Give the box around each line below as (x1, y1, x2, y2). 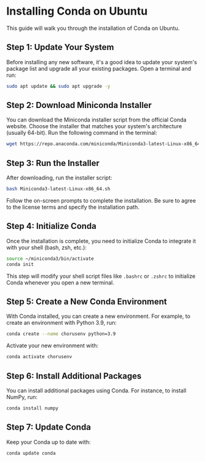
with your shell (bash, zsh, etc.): (6, 244, 87, 251)
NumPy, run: (6, 393, 38, 400)
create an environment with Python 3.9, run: (6, 319, 117, 327)
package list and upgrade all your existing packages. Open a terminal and (6, 65, 192, 72)
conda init (6, 261, 34, 267)
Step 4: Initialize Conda (6, 221, 96, 231)
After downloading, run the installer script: (6, 174, 112, 181)
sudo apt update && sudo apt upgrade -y (6, 83, 111, 89)
